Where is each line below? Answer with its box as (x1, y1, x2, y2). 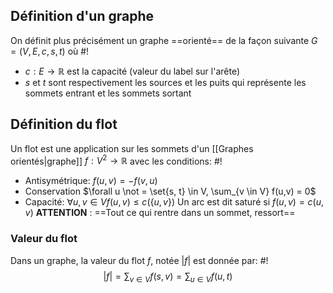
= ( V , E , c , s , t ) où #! (10, 45, 90, 57)
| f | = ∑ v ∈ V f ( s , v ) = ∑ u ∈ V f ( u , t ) (103, 270, 233, 284)
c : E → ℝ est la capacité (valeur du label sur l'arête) (24, 65, 241, 77)
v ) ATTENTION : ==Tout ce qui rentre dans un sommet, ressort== (24, 207, 296, 219)
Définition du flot (10, 116, 118, 133)
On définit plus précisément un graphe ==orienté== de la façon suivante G (10, 34, 318, 46)
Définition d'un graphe (10, 8, 154, 25)
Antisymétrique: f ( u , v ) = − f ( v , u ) (24, 175, 158, 187)
